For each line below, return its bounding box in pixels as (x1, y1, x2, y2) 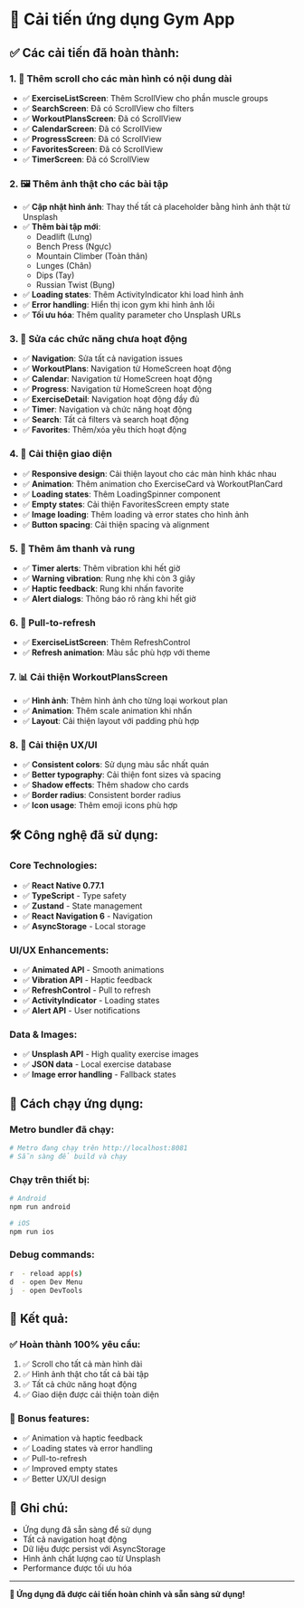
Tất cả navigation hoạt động (22, 1534, 128, 1545)
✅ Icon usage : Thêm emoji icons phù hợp (22, 799, 178, 810)
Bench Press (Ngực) (35, 241, 112, 252)
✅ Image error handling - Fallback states (22, 1069, 176, 1080)
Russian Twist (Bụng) (35, 280, 116, 290)
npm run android (9, 1202, 71, 1212)
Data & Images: (9, 1028, 78, 1041)
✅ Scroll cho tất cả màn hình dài (22, 1358, 143, 1370)
